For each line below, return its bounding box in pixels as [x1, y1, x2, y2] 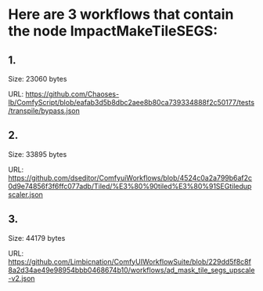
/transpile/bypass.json [8, 106, 80, 115]
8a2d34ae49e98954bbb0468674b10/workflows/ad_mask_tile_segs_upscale [8, 265, 255, 275]
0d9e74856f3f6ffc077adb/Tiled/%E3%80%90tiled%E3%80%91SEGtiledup [8, 181, 252, 191]
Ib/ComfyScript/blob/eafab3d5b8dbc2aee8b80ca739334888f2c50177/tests [8, 98, 255, 107]
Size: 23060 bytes [8, 75, 67, 83]
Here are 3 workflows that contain [8, 5, 234, 24]
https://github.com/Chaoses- [25, 89, 120, 99]
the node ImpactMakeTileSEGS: [8, 22, 218, 40]
